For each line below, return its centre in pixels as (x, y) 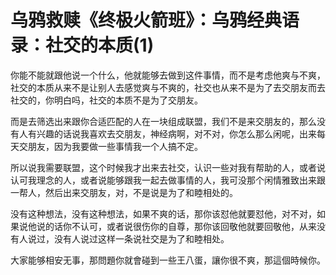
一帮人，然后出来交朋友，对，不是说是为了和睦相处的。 (124, 192)
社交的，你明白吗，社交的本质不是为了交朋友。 (106, 100)
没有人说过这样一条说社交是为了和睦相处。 (141, 238)
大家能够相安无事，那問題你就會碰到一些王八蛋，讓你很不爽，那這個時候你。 (168, 260)
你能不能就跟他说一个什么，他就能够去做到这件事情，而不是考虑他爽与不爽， (168, 75)
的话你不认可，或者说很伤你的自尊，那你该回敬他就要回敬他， (172, 226)
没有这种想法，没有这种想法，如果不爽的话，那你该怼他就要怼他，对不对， (163, 213)
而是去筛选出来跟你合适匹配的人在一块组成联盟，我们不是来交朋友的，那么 (163, 121)
